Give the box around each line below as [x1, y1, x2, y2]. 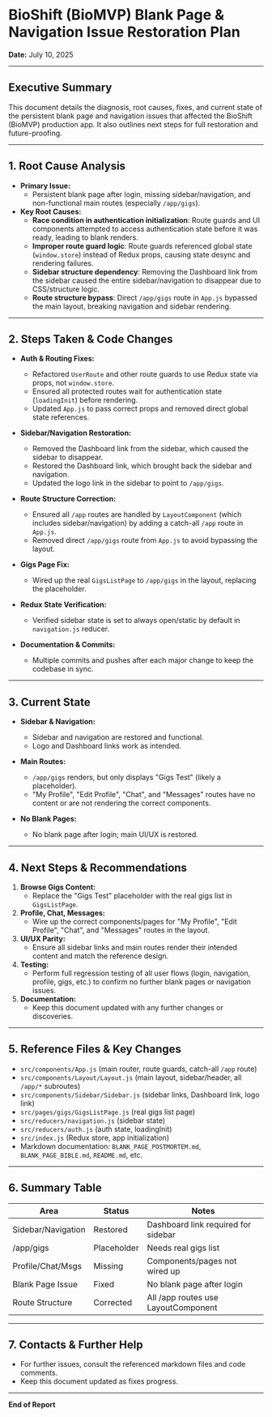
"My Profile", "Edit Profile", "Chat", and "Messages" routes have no [32, 790, 256, 800]
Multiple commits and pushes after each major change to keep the [32, 655, 253, 665]
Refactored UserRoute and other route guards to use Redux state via [32, 369, 258, 379]
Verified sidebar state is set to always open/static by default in [32, 616, 240, 625]
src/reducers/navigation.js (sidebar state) [19, 1116, 166, 1125]
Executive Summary [8, 81, 113, 95]
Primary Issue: [19, 181, 71, 190]
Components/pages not [147, 1255, 237, 1266]
